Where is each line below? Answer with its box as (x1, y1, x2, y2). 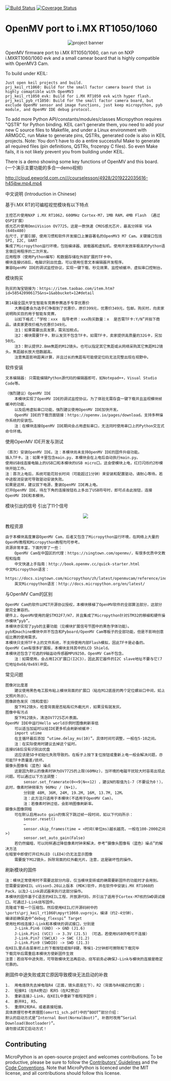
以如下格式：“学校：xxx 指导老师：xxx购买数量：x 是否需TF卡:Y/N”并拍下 (14, 317, 156, 322)
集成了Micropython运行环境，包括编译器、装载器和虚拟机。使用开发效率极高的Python (5, 243, 162, 249)
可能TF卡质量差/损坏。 (5, 757, 47, 763)
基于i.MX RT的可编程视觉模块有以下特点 (5, 201, 89, 208)
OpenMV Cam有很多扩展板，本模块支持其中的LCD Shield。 (5, 645, 112, 650)
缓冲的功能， (5, 401, 28, 407)
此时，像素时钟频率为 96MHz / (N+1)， (5, 785, 79, 790)
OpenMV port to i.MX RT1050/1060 (5, 23, 158, 34)
